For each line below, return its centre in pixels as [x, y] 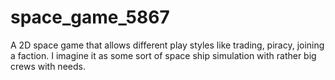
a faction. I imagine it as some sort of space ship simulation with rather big [163, 55]
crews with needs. [48, 66]
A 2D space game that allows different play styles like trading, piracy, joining [167, 45]
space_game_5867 [90, 17]
